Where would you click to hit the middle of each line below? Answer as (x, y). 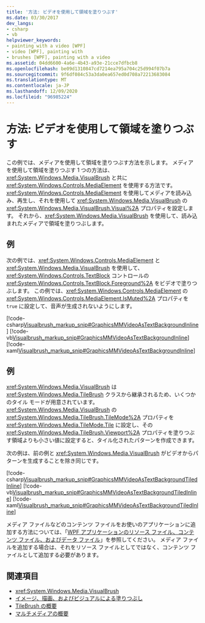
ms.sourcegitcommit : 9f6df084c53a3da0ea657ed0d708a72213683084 (88, 74)
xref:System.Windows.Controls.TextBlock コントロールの (78, 276)
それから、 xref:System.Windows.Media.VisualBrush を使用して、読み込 (108, 215)
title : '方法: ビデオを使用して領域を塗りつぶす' (62, 12)
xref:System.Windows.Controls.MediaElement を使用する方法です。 (91, 185)
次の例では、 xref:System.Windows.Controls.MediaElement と (83, 260)
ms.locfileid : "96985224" (39, 97)
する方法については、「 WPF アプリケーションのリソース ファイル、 (95, 532)
